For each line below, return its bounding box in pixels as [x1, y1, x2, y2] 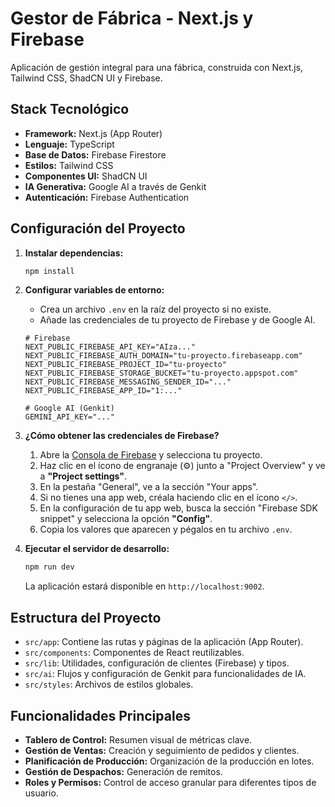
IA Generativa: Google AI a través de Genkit [24, 180, 207, 192]
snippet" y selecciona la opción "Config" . [39, 513, 213, 525]
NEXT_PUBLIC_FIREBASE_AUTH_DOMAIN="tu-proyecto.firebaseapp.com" [24, 351, 303, 361]
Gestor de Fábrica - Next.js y [10, 7, 254, 30]
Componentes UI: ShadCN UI [24, 170, 148, 182]
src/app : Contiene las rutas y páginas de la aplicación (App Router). [24, 636, 304, 648]
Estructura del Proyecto [10, 609, 162, 626]
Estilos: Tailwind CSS [24, 159, 114, 171]
